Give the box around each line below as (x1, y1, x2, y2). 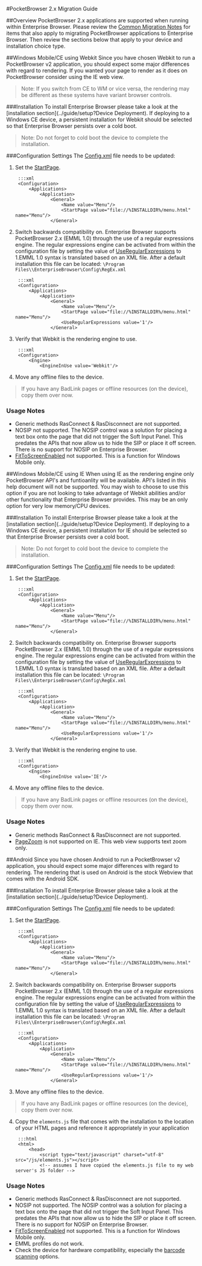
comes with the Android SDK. (6, 875, 80, 882)
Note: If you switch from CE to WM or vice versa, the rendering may (21, 85, 190, 92)
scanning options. (14, 1253, 60, 1260)
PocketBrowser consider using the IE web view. (6, 74, 124, 80)
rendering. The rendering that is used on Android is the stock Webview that (6, 869, 193, 876)
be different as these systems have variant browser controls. (21, 92, 172, 98)
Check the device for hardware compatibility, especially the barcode (14, 1246, 185, 1253)
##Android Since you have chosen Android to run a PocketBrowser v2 (6, 856, 181, 863)
